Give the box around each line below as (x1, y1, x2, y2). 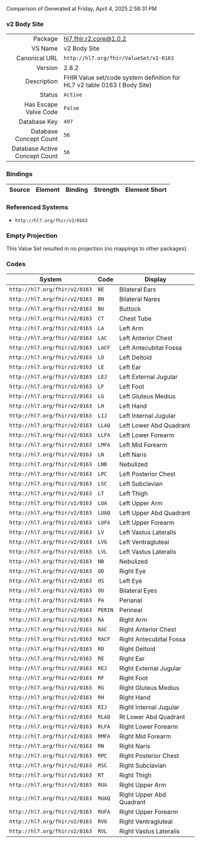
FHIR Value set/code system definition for (63, 74, 181, 82)
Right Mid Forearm (119, 732, 172, 741)
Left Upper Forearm (119, 518, 175, 527)
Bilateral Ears (119, 285, 157, 294)
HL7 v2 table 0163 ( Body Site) (63, 81, 152, 89)
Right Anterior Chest (119, 625, 176, 634)
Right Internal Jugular (119, 703, 180, 711)
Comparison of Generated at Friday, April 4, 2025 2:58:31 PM (6, 5, 157, 12)
